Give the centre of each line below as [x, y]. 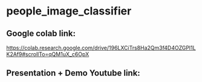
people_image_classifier [69, 11]
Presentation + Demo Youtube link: [73, 73]
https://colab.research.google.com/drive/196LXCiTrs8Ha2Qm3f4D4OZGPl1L [101, 48]
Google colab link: [41, 33]
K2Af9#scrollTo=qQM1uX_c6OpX [48, 54]
